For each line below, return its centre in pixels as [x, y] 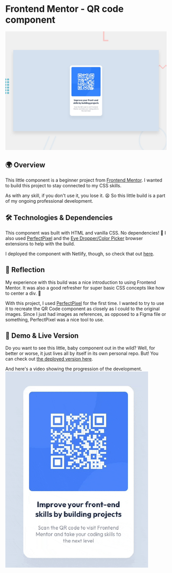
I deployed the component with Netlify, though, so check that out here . [80, 254]
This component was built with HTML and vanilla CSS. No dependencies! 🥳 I [86, 232]
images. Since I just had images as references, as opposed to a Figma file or [86, 314]
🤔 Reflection [25, 270]
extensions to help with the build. [40, 244]
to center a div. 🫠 [23, 293]
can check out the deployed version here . [49, 359]
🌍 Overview [25, 165]
